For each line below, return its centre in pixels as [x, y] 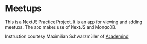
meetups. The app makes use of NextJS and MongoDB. [61, 27]
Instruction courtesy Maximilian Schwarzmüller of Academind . [67, 36]
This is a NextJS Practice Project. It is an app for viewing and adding [74, 22]
